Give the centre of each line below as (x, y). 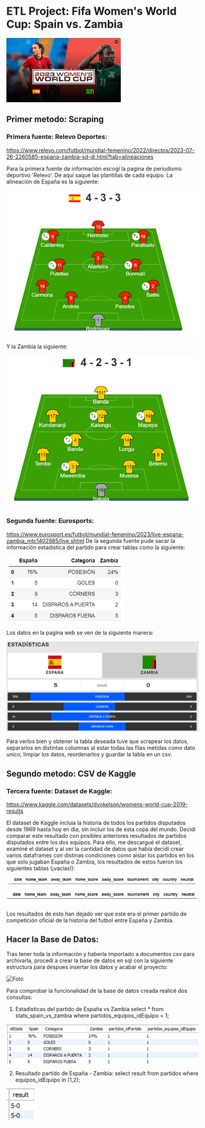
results (15, 811)
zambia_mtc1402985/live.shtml (45, 540)
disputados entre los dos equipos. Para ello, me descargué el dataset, (94, 842)
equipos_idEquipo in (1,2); (48, 1080)
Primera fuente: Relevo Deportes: (57, 137)
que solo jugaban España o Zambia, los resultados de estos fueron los (95, 862)
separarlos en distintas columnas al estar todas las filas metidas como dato (101, 748)
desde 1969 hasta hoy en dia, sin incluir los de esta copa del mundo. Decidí (101, 829)
